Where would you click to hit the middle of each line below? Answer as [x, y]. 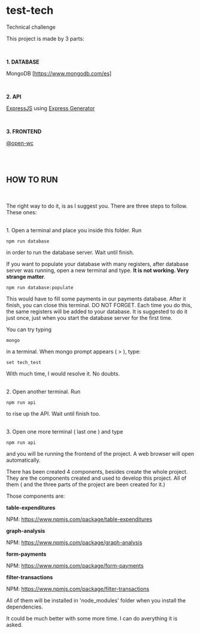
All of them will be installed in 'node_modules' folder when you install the [96, 600]
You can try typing [29, 329]
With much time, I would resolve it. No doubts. [63, 373]
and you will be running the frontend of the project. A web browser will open [100, 453]
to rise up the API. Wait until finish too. [53, 413]
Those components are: [36, 496]
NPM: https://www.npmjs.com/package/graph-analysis [74, 542]
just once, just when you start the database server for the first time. [89, 317]
